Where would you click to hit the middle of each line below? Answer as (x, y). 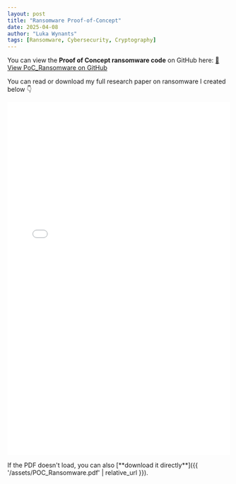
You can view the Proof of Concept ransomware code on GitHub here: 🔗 (113, 60)
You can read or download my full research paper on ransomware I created (117, 81)
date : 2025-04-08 (33, 27)
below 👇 (19, 90)
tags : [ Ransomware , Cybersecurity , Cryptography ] (82, 40)
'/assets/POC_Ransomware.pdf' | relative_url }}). (78, 473)
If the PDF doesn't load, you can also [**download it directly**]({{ (103, 465)
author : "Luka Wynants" (42, 34)
